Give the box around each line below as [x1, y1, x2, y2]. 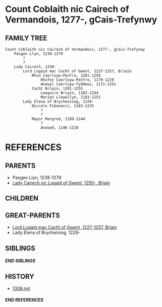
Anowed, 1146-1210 [40, 125, 79, 130]
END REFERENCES [5, 297, 44, 303]
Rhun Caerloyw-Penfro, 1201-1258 [31, 73, 101, 78]
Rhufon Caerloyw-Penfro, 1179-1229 [40, 77, 114, 82]
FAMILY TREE [5, 34, 48, 42]
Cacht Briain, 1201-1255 [31, 86, 83, 91]
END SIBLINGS [5, 258, 36, 264]
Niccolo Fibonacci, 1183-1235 [31, 103, 94, 108]
